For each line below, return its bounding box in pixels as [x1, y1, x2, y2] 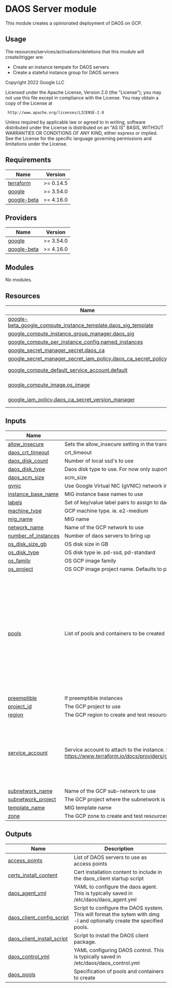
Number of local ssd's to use [64, 457, 134, 464]
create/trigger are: [5, 54, 44, 60]
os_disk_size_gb [8, 540, 47, 547]
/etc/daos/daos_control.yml [74, 959, 140, 966]
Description [104, 845, 134, 852]
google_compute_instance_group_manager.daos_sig [8, 330, 135, 337]
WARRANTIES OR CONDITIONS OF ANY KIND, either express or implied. [5, 130, 158, 136]
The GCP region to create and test [64, 711, 147, 718]
